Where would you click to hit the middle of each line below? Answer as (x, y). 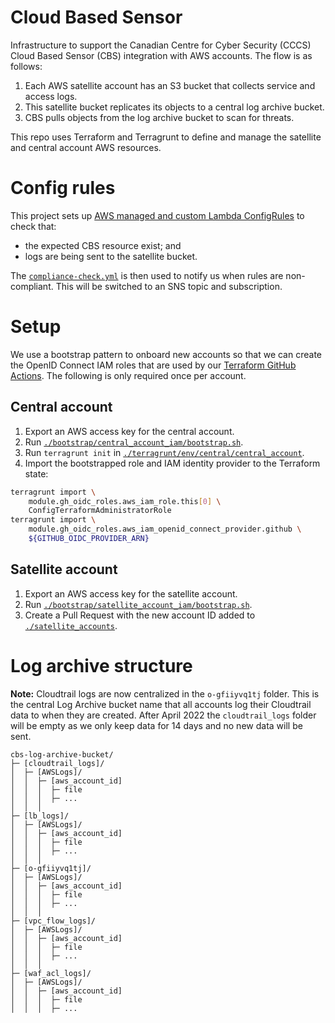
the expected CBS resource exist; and (103, 245)
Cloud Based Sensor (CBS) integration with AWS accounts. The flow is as (161, 55)
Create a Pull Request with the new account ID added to (140, 615)
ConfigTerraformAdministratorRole (100, 511)
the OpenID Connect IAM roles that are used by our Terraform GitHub (153, 365)
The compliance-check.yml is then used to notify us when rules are (147, 275)
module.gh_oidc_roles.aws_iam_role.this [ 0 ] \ (125, 501)
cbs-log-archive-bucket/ (62, 754)
